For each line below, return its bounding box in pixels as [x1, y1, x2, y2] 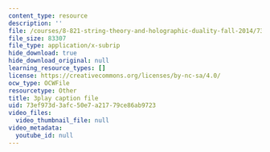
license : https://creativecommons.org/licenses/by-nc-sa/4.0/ [8, 72, 221, 80]
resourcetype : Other [8, 86, 78, 95]
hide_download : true [8, 49, 78, 57]
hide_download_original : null [8, 57, 110, 65]
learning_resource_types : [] [8, 64, 106, 72]
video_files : [8, 109, 52, 117]
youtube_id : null [15, 131, 74, 139]
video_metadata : [8, 124, 63, 132]
